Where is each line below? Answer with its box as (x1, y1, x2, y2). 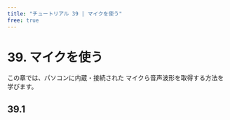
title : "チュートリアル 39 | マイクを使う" (7, 10, 123, 18)
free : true (7, 17, 39, 24)
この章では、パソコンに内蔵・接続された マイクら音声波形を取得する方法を (7, 74, 224, 82)
